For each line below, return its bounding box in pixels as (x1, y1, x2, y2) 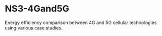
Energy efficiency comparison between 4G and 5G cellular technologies (5, 19, 157, 25)
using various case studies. (5, 24, 63, 30)
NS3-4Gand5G (5, 3, 70, 14)
